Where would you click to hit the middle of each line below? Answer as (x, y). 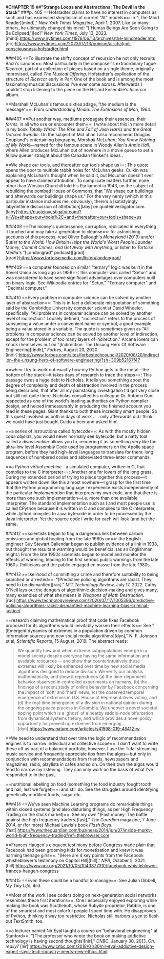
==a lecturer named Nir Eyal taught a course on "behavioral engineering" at (82, 931)
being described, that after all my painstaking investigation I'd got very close (82, 390)
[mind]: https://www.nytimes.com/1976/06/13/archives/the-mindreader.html (81, 38)
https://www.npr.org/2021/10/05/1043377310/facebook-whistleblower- (87, 866)
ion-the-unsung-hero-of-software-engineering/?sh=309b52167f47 (73, 360)
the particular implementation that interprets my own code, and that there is (82, 493)
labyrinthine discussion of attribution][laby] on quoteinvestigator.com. (76, 206)
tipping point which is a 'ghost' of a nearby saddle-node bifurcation (85, 713)
